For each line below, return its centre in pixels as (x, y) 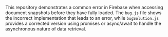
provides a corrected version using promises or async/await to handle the (83, 23)
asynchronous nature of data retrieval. (46, 29)
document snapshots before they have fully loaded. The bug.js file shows (83, 13)
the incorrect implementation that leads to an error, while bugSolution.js (82, 18)
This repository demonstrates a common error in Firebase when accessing (84, 7)
